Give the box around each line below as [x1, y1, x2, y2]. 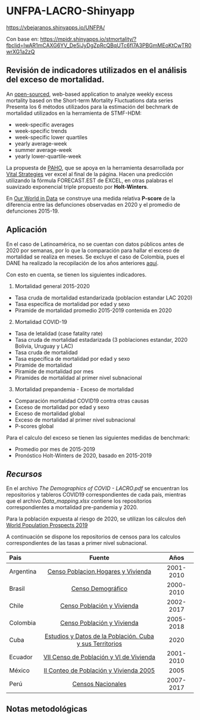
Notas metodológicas [6, 704, 87, 714]
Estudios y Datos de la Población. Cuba [44, 632, 155, 641]
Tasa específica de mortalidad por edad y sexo [14, 355, 130, 362]
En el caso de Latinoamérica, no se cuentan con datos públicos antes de [6, 240, 185, 248]
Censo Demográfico [71, 585, 128, 593]
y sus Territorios [76, 640, 122, 648]
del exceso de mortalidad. [6, 74, 105, 85]
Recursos [6, 469, 43, 479]
